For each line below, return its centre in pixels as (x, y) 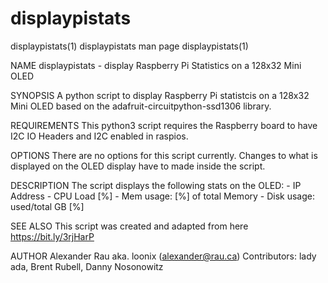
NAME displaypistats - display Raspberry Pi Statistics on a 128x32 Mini (156, 65)
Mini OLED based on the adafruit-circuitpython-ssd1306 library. (141, 106)
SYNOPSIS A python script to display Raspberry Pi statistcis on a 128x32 (160, 95)
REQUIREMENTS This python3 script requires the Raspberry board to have (164, 125)
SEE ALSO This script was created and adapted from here (129, 226)
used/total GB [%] (47, 206)
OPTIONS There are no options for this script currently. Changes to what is (164, 155)
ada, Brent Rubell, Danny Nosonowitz (87, 266)
